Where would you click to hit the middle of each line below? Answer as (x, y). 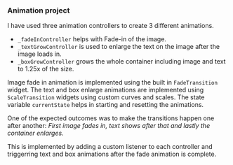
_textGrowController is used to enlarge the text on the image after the (118, 47)
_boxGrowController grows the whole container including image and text (121, 62)
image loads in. (39, 54)
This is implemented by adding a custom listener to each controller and (110, 147)
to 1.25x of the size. (46, 69)
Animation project (39, 10)
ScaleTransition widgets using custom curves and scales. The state (106, 97)
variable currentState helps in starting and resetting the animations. (106, 105)
